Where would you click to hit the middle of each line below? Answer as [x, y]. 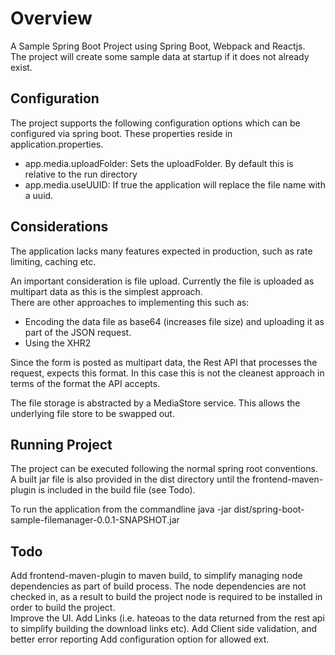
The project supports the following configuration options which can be [155, 123]
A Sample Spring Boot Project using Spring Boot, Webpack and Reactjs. [158, 46]
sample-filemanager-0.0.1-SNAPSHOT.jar [95, 520]
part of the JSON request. [78, 332]
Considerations [59, 227]
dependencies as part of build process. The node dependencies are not [158, 586]
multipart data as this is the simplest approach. [106, 291]
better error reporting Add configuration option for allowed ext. [140, 639]
